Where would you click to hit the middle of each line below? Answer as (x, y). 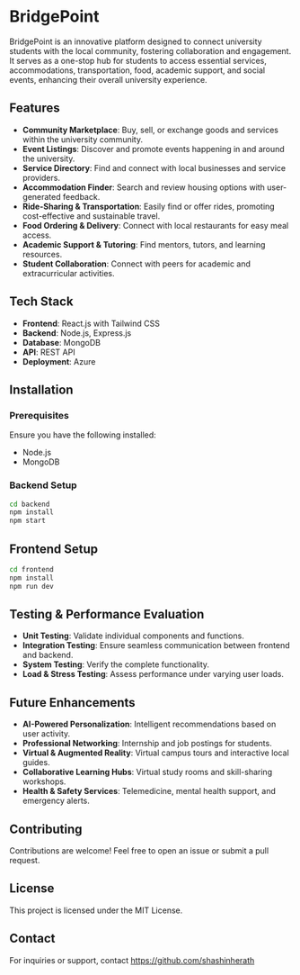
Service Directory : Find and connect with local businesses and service (154, 167)
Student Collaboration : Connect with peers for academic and (137, 264)
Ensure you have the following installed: (83, 435)
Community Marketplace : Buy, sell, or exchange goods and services (150, 130)
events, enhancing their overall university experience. (109, 79)
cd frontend (31, 569)
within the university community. (83, 139)
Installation (41, 389)
